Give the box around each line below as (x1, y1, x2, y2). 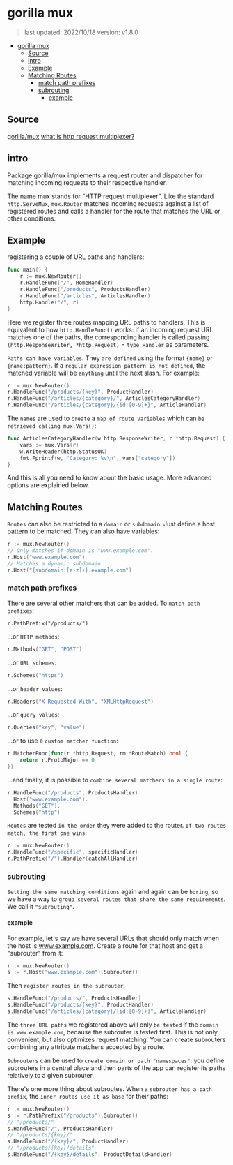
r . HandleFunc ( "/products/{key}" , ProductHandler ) (7, 389, 154, 396)
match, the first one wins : (7, 829, 88, 837)
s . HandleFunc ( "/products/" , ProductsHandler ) (7, 995, 141, 1002)
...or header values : (7, 684, 63, 692)
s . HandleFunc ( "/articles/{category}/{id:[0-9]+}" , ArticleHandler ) (7, 1008, 207, 1015)
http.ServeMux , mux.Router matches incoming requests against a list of (7, 199, 209, 207)
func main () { (7, 267, 49, 274)
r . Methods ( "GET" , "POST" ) (7, 646, 82, 653)
